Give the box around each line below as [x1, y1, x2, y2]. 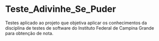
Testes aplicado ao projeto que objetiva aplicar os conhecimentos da [5, 20, 147, 26]
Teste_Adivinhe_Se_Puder [5, 3, 116, 15]
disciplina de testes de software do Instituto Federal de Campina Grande [5, 25, 154, 31]
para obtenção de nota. [5, 30, 53, 36]
